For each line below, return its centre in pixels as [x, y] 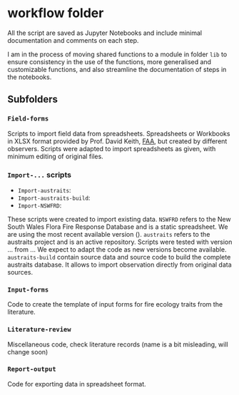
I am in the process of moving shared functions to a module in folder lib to [117, 54]
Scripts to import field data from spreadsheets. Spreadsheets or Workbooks [119, 133]
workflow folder [56, 13]
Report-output [32, 369]
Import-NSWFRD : [40, 205]
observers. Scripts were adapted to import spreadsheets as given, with [112, 148]
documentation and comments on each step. [73, 40]
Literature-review [39, 330]
